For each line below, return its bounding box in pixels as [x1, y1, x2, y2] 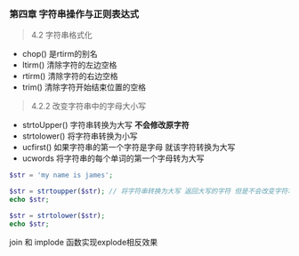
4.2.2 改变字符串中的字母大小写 [30, 100, 147, 112]
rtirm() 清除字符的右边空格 [21, 71, 118, 82]
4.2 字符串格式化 [30, 29, 93, 41]
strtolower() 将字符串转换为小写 [21, 131, 138, 141]
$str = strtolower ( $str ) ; [9, 211, 105, 220]
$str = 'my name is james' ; [9, 171, 114, 180]
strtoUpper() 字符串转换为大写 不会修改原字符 [21, 120, 190, 131]
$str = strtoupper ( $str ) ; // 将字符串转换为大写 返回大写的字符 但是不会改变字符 [9, 187, 288, 196]
